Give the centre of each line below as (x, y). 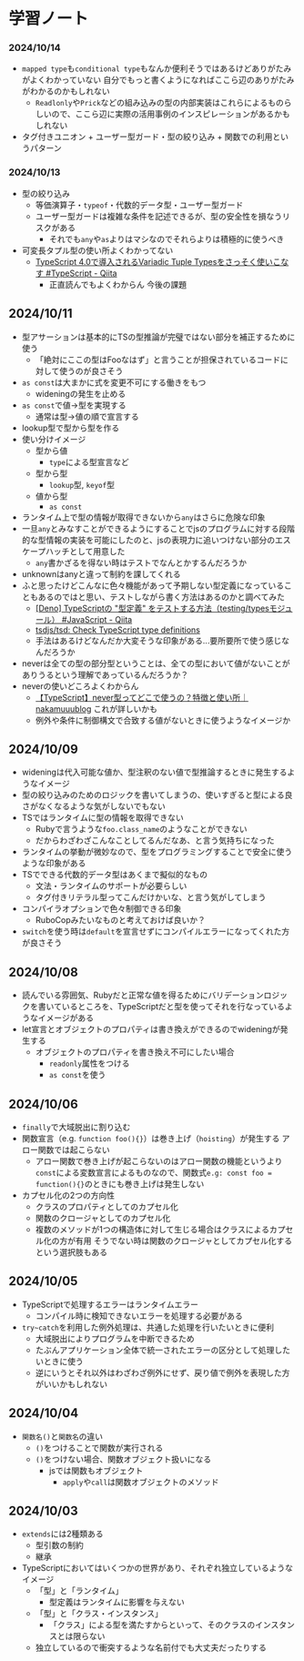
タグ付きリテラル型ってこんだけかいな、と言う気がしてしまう (151, 897)
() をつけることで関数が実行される (99, 1447)
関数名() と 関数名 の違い (62, 1436)
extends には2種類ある (62, 1534)
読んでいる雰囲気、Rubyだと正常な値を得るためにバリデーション (143, 995)
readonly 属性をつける (89, 1063)
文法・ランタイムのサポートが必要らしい (111, 886)
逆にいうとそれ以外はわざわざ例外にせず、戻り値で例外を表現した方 (162, 1372)
